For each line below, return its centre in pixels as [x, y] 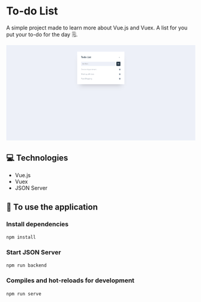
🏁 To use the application [52, 207]
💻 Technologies [37, 158]
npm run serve [24, 294]
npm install [21, 237]
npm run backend [26, 265]
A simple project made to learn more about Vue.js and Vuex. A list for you [97, 28]
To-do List [32, 11]
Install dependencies [37, 224]
